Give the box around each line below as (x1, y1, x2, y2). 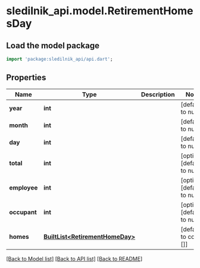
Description (140, 90, 175, 99)
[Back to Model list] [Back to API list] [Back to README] (6, 255, 143, 262)
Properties (6, 72, 46, 83)
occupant (9, 208, 37, 216)
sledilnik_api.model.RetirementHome (6, 4, 193, 18)
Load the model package (6, 40, 100, 51)
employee (9, 183, 38, 191)
